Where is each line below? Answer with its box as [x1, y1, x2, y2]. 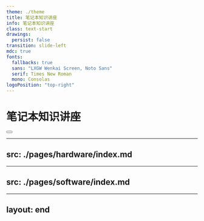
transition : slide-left [6, 43, 67, 49]
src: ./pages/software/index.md [6, 177, 131, 188]
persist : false [12, 37, 50, 43]
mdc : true [6, 48, 32, 54]
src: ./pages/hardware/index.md [6, 150, 132, 160]
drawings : [6, 31, 32, 38]
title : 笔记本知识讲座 [6, 15, 58, 21]
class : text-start [6, 25, 53, 32]
